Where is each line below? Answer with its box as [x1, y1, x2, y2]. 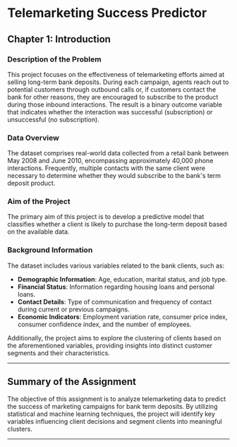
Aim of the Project [7, 196, 71, 206]
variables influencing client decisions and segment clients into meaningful [7, 417, 222, 425]
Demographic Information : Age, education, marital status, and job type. [17, 275, 227, 283]
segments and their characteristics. [7, 348, 111, 357]
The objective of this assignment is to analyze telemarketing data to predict [7, 394, 226, 403]
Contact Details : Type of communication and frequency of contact [17, 297, 212, 306]
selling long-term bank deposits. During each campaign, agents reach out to [7, 78, 229, 86]
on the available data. [7, 227, 70, 236]
